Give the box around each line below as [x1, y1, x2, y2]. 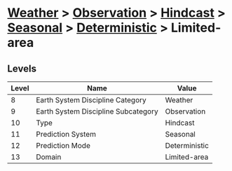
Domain [36, 152, 62, 162]
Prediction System [36, 130, 97, 139]
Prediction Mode [36, 141, 91, 150]
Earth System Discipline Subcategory [36, 107, 159, 116]
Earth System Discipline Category [36, 95, 147, 104]
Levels [7, 62, 37, 74]
